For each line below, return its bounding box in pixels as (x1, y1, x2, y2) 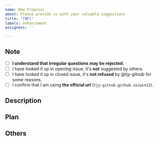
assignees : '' (5, 25, 34, 30)
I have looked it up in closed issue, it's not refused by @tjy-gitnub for (12, 71, 152, 77)
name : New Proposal (5, 7, 45, 12)
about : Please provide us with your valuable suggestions (5, 12, 125, 17)
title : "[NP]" (5, 16, 34, 21)
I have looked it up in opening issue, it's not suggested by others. (12, 66, 144, 71)
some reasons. (12, 77, 42, 83)
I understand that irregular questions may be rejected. (12, 60, 124, 66)
